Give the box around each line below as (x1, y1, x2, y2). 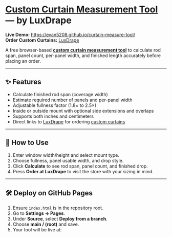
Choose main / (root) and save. (12, 221, 79, 227)
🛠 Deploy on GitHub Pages (5, 189, 93, 197)
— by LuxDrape (5, 14, 72, 26)
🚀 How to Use (5, 138, 49, 147)
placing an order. (5, 58, 41, 64)
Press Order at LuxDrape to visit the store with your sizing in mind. (12, 168, 154, 174)
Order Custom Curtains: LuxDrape (5, 37, 79, 43)
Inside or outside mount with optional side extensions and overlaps (12, 107, 154, 114)
